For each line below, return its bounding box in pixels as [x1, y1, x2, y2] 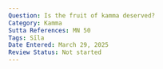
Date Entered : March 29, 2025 [8, 41, 109, 49]
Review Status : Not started [8, 48, 102, 56]
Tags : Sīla [8, 33, 45, 42]
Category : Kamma [8, 19, 62, 27]
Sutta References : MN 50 [8, 26, 91, 34]
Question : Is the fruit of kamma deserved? [8, 11, 156, 20]
